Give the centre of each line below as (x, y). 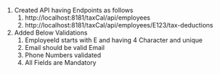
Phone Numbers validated (63, 55)
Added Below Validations (51, 32)
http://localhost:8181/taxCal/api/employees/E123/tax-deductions (119, 25)
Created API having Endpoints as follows (74, 10)
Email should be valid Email (65, 48)
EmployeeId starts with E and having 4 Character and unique (114, 40)
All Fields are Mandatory (61, 62)
